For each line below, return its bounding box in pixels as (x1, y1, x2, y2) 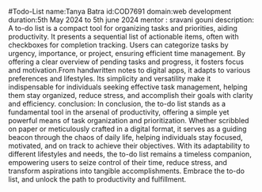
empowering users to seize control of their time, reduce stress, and (8, 158, 228, 167)
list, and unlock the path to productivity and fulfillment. (8, 175, 187, 184)
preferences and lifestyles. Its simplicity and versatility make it (8, 74, 211, 83)
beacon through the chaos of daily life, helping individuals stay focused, (8, 133, 243, 141)
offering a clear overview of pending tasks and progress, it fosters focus (8, 57, 244, 66)
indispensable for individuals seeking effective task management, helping (8, 82, 248, 92)
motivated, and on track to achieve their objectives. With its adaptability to (8, 141, 250, 150)
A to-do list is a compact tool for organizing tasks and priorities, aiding (8, 24, 237, 32)
